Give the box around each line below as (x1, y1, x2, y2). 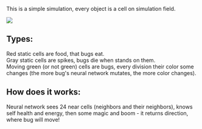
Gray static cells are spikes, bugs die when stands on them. (6, 56, 156, 64)
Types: (6, 34, 33, 44)
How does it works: (6, 87, 81, 98)
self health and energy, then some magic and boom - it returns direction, (6, 109, 189, 117)
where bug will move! (6, 116, 60, 123)
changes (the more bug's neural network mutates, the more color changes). (6, 69, 197, 76)
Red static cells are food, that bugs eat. (6, 50, 105, 57)
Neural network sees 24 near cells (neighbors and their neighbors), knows (6, 103, 193, 110)
